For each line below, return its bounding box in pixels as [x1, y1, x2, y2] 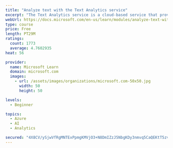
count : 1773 [10, 41, 36, 46]
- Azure [10, 116, 27, 121]
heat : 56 [5, 50, 24, 55]
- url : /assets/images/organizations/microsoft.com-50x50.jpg [14, 79, 151, 84]
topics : [5, 111, 22, 117]
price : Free [5, 27, 31, 32]
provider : [5, 59, 27, 65]
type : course [5, 22, 33, 27]
